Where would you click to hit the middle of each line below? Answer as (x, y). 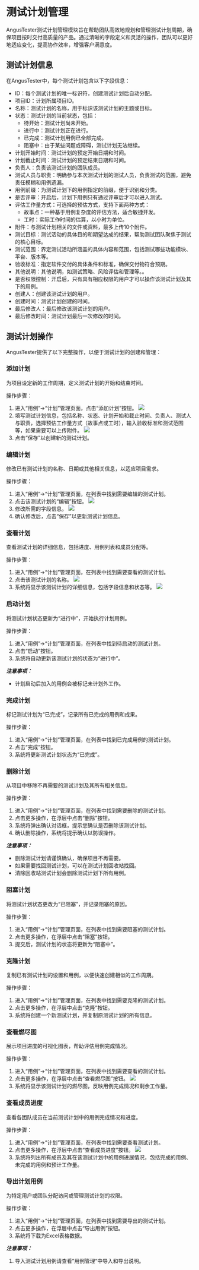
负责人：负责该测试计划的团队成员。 (59, 168)
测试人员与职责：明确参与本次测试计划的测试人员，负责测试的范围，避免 (103, 175)
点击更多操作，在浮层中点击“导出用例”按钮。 (69, 1228)
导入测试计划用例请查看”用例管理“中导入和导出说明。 (79, 1260)
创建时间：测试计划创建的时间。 (54, 301)
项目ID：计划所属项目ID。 (46, 100)
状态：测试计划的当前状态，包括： (56, 115)
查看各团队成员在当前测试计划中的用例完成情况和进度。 (73, 1117)
